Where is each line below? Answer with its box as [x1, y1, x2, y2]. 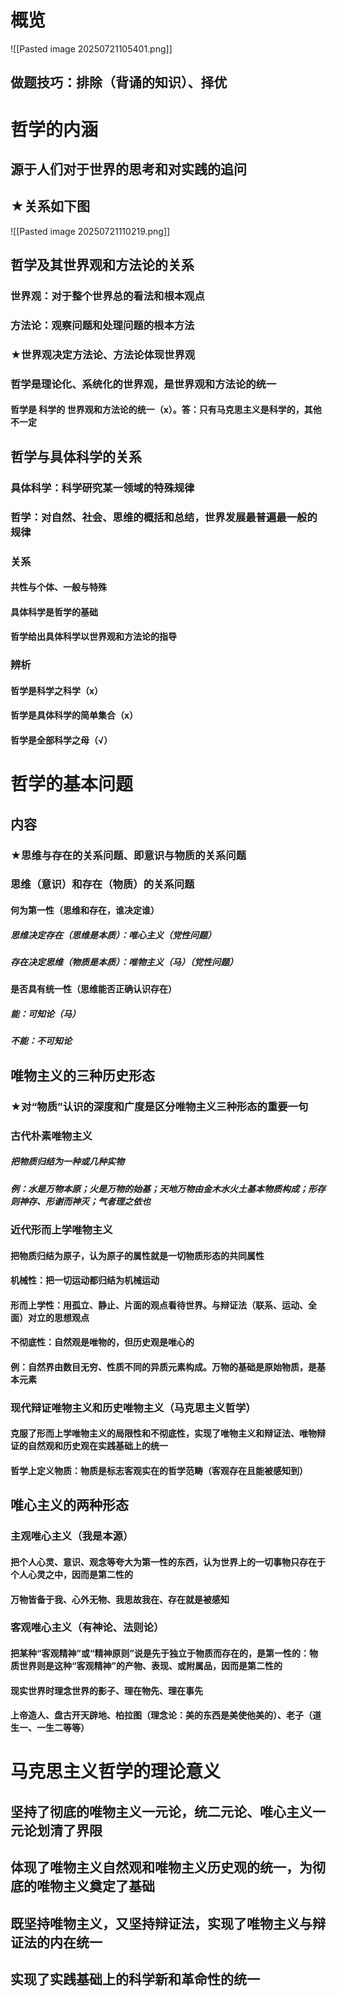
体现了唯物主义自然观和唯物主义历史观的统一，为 [10, 1859, 313, 1876]
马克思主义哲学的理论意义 [10, 1761, 222, 1783]
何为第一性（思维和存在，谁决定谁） [10, 904, 160, 916]
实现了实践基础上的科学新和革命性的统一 [10, 1971, 260, 1988]
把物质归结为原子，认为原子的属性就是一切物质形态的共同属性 [10, 1249, 265, 1261]
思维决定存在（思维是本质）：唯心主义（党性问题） [10, 929, 217, 941]
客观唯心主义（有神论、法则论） [10, 1621, 165, 1635]
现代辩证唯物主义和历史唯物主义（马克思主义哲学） [10, 1401, 257, 1415]
